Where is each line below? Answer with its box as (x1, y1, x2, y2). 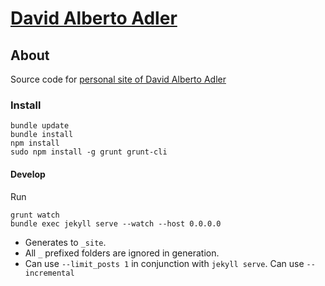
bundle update (10, 121, 70, 131)
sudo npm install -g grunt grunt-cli (10, 147, 168, 157)
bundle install (10, 130, 74, 140)
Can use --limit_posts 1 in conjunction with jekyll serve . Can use (24, 257, 305, 269)
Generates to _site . (24, 236, 107, 248)
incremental (24, 268, 75, 278)
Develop (10, 168, 46, 180)
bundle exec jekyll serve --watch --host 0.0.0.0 (10, 218, 222, 229)
